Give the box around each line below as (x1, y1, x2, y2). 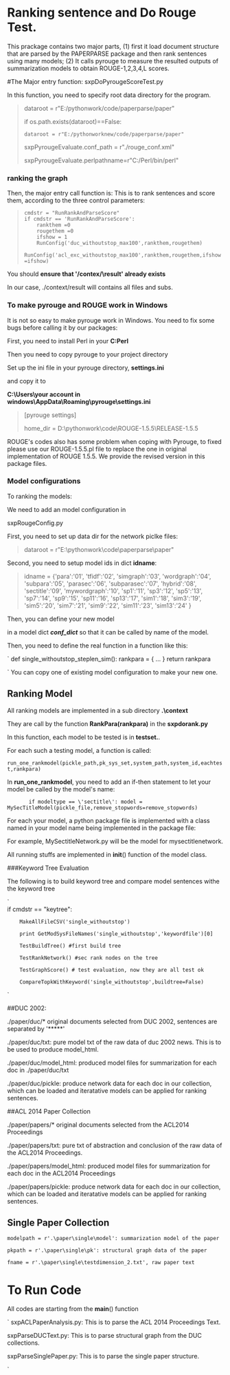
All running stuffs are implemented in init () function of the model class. (7, 850, 207, 858)
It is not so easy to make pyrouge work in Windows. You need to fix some (7, 316, 215, 324)
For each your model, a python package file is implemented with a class (7, 816, 211, 824)
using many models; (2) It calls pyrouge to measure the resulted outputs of (7, 56, 219, 65)
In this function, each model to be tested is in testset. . (7, 733, 161, 741)
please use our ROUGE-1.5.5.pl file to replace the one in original (7, 445, 187, 453)
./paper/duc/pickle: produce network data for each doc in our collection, (7, 1079, 212, 1087)
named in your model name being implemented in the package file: (7, 824, 196, 832)
